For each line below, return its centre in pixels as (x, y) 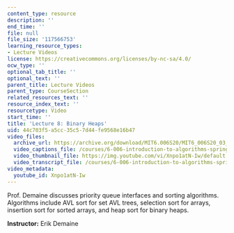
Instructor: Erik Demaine (43, 223)
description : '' (31, 20)
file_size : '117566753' (42, 40)
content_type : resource (42, 14)
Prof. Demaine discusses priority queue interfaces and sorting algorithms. (113, 195)
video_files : (26, 136)
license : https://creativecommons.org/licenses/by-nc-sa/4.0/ (99, 59)
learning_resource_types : (45, 46)
